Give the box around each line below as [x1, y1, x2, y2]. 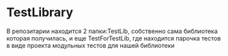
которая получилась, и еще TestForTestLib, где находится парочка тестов [6, 34, 221, 42]
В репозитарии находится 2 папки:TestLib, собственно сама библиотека [6, 27, 218, 35]
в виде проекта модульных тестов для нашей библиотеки [6, 41, 175, 49]
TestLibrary [6, 5, 74, 20]
